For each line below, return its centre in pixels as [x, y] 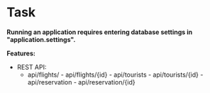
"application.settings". [41, 39]
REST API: [32, 67]
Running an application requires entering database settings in [100, 32]
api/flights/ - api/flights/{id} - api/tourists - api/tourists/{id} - [115, 75]
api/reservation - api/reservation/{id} [81, 82]
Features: [21, 53]
